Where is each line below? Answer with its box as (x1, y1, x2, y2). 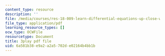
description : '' (5, 12, 38, 17)
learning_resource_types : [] (5, 25, 65, 30)
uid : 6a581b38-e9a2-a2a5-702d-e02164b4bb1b (5, 43, 96, 48)
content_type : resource (5, 7, 54, 12)
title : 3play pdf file (5, 39, 52, 44)
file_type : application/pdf (5, 20, 63, 26)
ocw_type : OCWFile (5, 30, 43, 35)
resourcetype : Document (5, 35, 54, 39)
